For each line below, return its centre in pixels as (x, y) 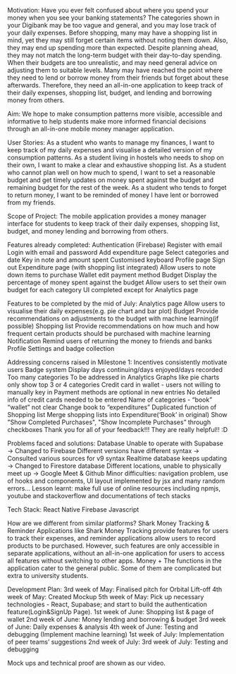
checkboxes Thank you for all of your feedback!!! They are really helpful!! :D (117, 429)
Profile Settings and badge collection (61, 348)
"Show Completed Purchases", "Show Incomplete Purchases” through (109, 422)
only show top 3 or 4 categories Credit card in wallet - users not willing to (114, 385)
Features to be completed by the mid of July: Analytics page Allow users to (116, 303)
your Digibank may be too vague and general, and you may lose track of (112, 25)
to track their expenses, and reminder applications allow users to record (112, 538)
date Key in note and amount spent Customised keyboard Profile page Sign (116, 260)
